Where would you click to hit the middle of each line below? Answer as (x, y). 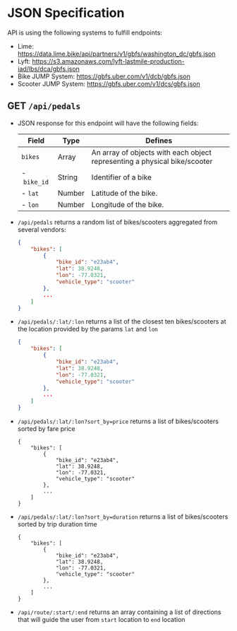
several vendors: (42, 229)
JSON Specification (66, 13)
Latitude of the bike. (124, 193)
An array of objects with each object (151, 152)
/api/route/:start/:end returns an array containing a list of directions (119, 612)
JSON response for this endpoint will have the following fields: (108, 123)
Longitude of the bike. (128, 204)
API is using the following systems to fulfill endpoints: (85, 33)
